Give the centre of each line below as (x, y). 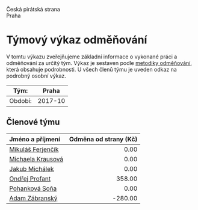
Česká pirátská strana (33, 9)
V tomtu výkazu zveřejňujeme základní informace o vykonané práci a (92, 57)
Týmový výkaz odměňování (77, 40)
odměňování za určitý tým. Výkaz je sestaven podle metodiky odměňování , (99, 63)
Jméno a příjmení (35, 139)
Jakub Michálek (32, 168)
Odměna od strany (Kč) (103, 139)
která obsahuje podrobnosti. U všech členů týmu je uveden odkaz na (92, 69)
